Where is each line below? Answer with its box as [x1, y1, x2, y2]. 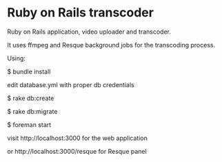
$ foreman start [7, 120, 52, 128]
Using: [7, 54, 26, 62]
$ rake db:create [7, 94, 54, 102]
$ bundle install [7, 67, 51, 76]
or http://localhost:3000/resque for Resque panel [7, 147, 147, 155]
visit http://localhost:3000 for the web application [7, 134, 148, 142]
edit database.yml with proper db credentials [7, 80, 134, 89]
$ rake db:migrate [7, 107, 58, 115]
